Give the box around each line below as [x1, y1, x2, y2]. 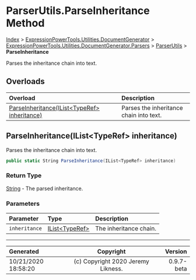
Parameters [6, 199, 40, 208]
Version [164, 247, 187, 255]
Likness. [100, 265, 123, 273]
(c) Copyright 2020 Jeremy [73, 257, 150, 265]
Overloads [6, 77, 45, 87]
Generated [9, 247, 39, 255]
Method [6, 16, 45, 30]
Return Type [6, 171, 42, 179]
